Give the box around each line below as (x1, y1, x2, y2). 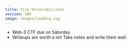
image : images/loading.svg (5, 16, 60, 21)
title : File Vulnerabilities (5, 7, 65, 12)
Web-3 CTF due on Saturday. (12, 30, 71, 35)
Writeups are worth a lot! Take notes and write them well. (12, 34, 127, 40)
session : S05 (5, 12, 32, 16)
